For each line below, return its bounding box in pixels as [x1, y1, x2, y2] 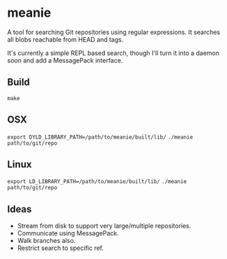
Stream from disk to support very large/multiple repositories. [17, 221, 191, 230]
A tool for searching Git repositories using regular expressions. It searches [7, 28, 221, 36]
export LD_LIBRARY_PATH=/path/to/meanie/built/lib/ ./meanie [7, 178, 187, 185]
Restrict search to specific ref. [17, 244, 104, 252]
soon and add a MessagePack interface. [7, 56, 123, 64]
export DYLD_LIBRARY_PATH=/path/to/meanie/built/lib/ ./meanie [7, 134, 194, 141]
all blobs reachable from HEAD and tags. [7, 35, 124, 43]
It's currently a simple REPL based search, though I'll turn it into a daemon [7, 49, 219, 57]
